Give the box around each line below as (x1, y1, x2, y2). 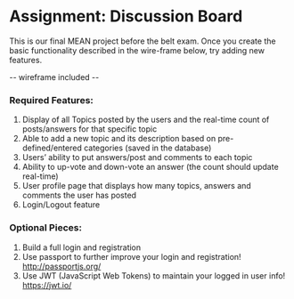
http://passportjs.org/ (21, 261, 102, 271)
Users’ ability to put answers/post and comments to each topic (21, 152, 253, 163)
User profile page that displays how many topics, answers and (21, 181, 251, 191)
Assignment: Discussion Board (9, 6, 243, 27)
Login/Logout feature (21, 199, 101, 210)
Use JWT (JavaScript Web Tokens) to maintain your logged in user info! (21, 270, 286, 281)
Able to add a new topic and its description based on (21, 133, 216, 144)
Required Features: (9, 93, 94, 106)
